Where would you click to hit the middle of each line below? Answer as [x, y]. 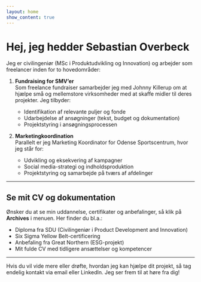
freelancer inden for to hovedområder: [53, 70]
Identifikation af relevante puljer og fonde [75, 112]
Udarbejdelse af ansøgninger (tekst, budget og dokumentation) [102, 118]
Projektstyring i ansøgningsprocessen [71, 125]
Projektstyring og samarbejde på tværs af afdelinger [88, 173]
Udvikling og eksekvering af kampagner [73, 160]
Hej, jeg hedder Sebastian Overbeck [98, 47]
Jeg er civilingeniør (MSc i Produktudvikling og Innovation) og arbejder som [99, 63]
